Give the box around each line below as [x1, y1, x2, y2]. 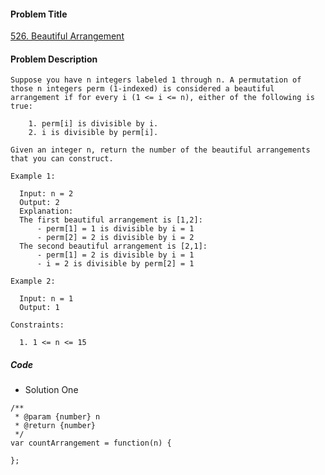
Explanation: [19, 206, 74, 217]
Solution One [24, 384, 79, 396]
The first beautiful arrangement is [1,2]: [19, 215, 203, 225]
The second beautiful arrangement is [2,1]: [19, 241, 208, 252]
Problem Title [10, 8, 68, 20]
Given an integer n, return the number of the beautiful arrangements [10, 145, 311, 155]
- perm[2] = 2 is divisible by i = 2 [36, 233, 195, 243]
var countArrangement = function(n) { [10, 438, 172, 449]
